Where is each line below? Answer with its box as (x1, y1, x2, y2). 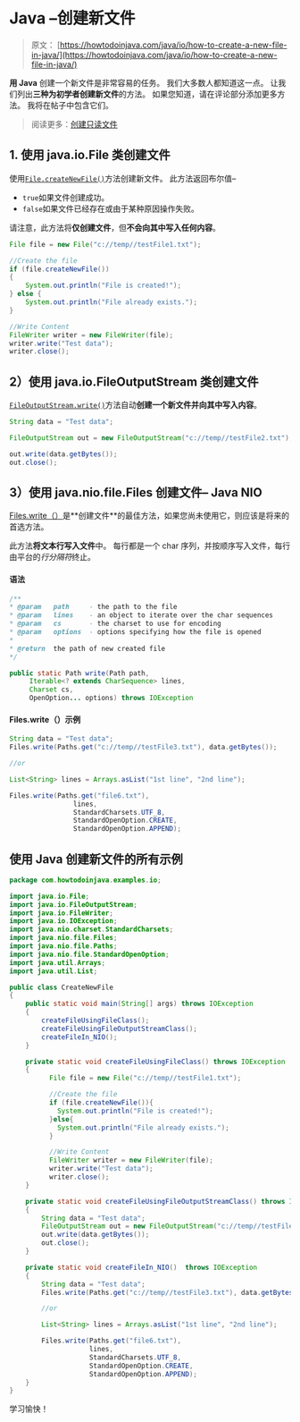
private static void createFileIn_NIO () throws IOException (25, 1263, 257, 1272)
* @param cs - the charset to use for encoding (9, 619, 221, 629)
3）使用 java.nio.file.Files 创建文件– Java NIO (9, 485, 262, 500)
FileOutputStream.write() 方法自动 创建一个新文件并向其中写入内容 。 (9, 400, 262, 411)
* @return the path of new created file (9, 644, 166, 653)
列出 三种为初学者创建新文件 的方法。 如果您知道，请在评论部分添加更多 (16, 89, 278, 99)
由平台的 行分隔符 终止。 (9, 552, 96, 563)
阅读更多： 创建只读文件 (30, 118, 118, 130)
